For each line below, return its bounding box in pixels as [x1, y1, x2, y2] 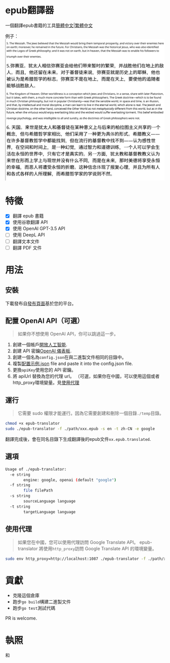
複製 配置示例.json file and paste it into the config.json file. [12, 360, 133, 367]
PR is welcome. [5, 615, 37, 621]
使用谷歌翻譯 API [12, 219, 48, 225]
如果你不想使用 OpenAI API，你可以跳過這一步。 [17, 331, 119, 337]
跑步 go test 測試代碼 [12, 605, 56, 611]
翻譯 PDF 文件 [12, 244, 42, 251]
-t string [10, 504, 30, 509]
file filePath [23, 488, 53, 493]
